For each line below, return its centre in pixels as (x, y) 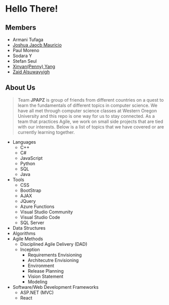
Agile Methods (28, 239)
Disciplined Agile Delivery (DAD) (54, 244)
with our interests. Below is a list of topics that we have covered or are (91, 126)
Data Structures (29, 228)
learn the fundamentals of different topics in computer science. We (88, 105)
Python (28, 163)
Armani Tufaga (28, 39)
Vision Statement (46, 276)
